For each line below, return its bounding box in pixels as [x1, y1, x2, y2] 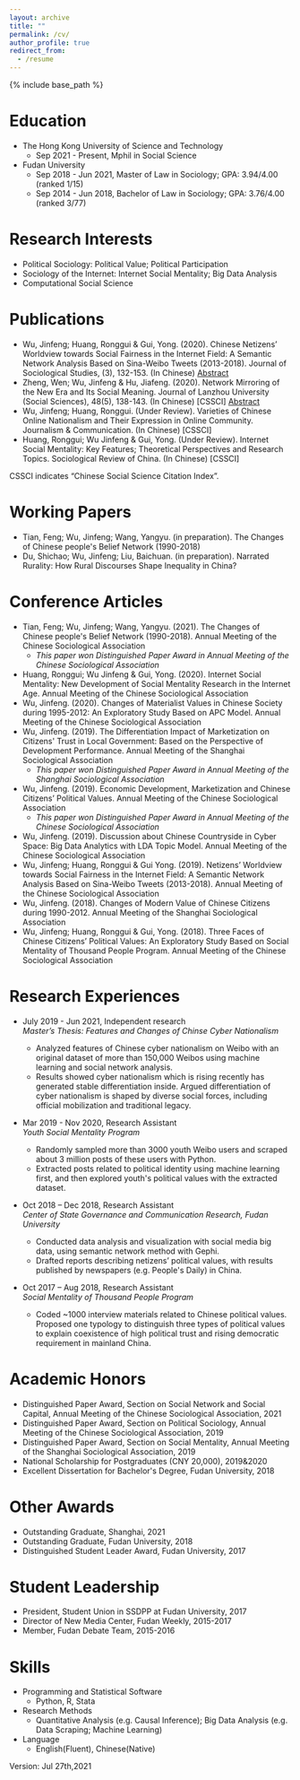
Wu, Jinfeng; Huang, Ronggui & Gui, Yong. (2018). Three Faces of [21, 925, 265, 937]
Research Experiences [9, 986, 181, 1006]
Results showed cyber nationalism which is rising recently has [35, 1071, 265, 1081]
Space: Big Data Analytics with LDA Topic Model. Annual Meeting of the [21, 840, 287, 851]
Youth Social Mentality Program [21, 1126, 141, 1137]
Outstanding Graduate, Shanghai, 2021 [21, 1526, 166, 1537]
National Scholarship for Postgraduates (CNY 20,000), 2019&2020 [21, 1455, 268, 1466]
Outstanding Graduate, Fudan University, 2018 [21, 1535, 193, 1547]
